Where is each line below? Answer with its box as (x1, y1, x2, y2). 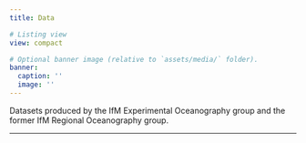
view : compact (9, 38, 64, 47)
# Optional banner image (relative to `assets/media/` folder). (9, 55, 259, 64)
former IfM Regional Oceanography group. (9, 115, 169, 126)
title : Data (9, 13, 55, 23)
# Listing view (9, 29, 67, 39)
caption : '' (17, 72, 64, 81)
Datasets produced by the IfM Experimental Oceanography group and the (9, 105, 286, 116)
